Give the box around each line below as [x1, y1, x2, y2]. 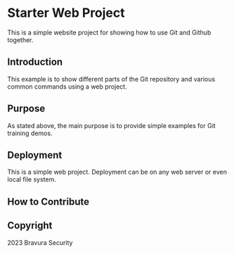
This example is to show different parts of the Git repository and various [7, 75, 216, 83]
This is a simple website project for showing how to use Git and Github [7, 28, 212, 37]
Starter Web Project [7, 5, 125, 21]
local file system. [7, 175, 56, 184]
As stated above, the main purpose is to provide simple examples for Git [7, 121, 216, 129]
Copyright [7, 220, 53, 231]
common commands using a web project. [7, 82, 128, 91]
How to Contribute [7, 196, 90, 208]
